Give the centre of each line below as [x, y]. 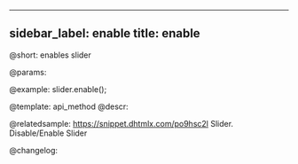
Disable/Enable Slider [48, 133]
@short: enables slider [50, 55]
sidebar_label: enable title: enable [105, 33]
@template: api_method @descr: [69, 106]
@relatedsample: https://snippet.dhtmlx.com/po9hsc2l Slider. [121, 123]
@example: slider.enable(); [58, 89]
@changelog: [34, 150]
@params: [28, 72]
